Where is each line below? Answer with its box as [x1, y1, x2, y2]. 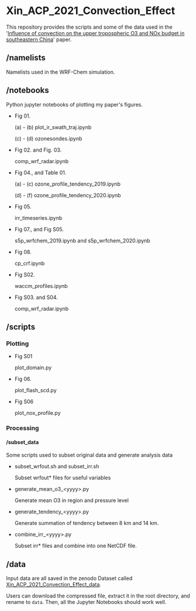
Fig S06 [14, 398, 34, 405]
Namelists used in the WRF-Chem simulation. [6, 68, 115, 75]
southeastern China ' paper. [6, 36, 72, 43]
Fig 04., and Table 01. [14, 169, 67, 176]
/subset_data [6, 438, 39, 445]
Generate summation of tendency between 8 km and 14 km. [14, 520, 159, 527]
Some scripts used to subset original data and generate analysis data [6, 452, 173, 459]
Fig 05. [14, 203, 32, 210]
